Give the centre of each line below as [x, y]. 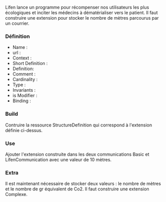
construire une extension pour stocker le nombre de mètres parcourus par [82, 18]
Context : [22, 58]
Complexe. [16, 194]
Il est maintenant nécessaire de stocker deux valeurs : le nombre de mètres [83, 184]
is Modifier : [25, 96]
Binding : [22, 101]
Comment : [24, 74]
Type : [19, 85]
